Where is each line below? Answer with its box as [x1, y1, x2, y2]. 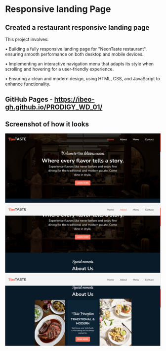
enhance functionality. [5, 81, 51, 87]
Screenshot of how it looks [5, 120, 89, 128]
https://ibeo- [54, 95, 95, 104]
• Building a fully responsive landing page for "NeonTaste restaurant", [5, 46, 147, 52]
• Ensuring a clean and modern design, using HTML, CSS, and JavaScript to [5, 76, 161, 81]
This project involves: [5, 36, 49, 42]
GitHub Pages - [5, 95, 53, 104]
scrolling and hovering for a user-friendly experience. [5, 66, 114, 72]
